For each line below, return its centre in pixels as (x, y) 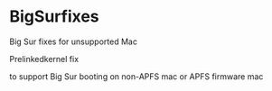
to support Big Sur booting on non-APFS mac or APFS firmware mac (136, 76)
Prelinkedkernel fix (44, 59)
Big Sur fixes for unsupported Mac (74, 41)
